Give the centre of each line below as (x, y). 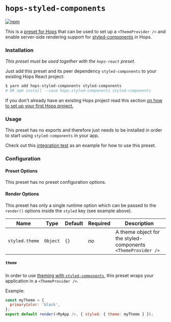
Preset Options (22, 171)
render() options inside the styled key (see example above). (69, 211)
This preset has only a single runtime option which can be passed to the (81, 205)
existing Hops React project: (35, 77)
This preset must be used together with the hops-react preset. (70, 61)
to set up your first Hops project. (39, 106)
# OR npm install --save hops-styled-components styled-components (78, 91)
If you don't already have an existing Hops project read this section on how (84, 100)
